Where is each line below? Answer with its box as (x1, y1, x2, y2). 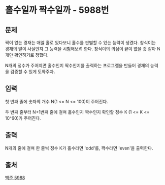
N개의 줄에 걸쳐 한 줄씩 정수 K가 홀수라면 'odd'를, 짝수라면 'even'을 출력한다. (5, 145, 154, 151)
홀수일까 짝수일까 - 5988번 (5, 4, 109, 16)
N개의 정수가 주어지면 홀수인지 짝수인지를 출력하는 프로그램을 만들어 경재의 (5, 63, 149, 68)
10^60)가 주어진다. (5, 115, 41, 121)
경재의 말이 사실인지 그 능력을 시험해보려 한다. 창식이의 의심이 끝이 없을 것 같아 (5, 46, 156, 52)
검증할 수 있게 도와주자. (10, 69, 55, 74)
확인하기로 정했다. (14, 52, 49, 58)
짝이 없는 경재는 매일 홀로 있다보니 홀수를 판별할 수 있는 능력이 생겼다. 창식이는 (5, 40, 156, 45)
